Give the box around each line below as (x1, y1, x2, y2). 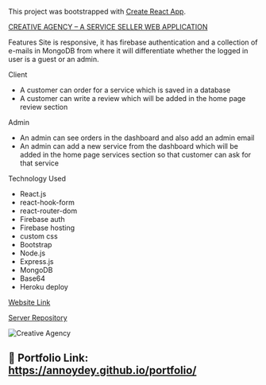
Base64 (19, 274, 46, 283)
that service (19, 158, 60, 168)
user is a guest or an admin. (8, 55, 99, 64)
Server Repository (8, 313, 67, 322)
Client (8, 70, 28, 79)
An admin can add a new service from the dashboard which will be (19, 142, 238, 150)
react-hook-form (19, 198, 75, 207)
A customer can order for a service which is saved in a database (19, 85, 231, 95)
